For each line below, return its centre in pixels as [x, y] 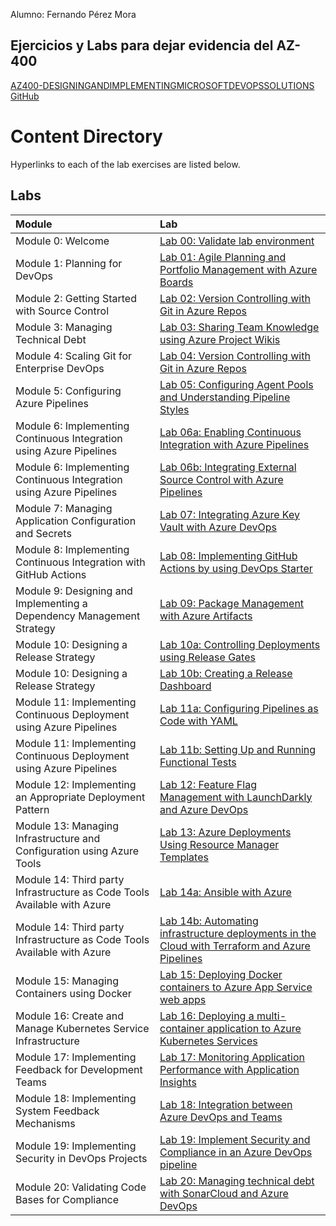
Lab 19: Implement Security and [235, 1139]
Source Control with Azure [221, 479]
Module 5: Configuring [68, 391]
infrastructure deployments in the [238, 933]
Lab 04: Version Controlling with [235, 356]
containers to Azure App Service [236, 987]
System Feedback [57, 1111]
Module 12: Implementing [76, 784]
